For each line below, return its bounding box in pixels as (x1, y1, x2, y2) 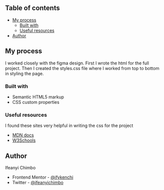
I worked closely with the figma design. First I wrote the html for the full (5, 60, 149, 66)
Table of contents (5, 4, 60, 12)
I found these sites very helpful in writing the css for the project (5, 123, 134, 128)
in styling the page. (5, 70, 44, 76)
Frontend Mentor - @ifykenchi (12, 174, 74, 180)
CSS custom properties (12, 99, 60, 105)
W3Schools (12, 137, 36, 143)
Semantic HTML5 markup (12, 94, 64, 100)
